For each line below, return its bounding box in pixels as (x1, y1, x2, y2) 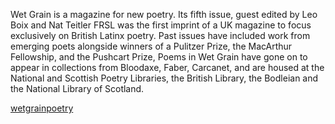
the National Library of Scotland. (10, 83, 145, 94)
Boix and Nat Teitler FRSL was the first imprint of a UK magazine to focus (10, 19, 312, 31)
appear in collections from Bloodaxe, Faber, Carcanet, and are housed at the (10, 62, 325, 73)
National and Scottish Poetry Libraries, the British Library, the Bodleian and (10, 72, 319, 84)
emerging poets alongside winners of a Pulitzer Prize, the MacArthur (10, 40, 293, 52)
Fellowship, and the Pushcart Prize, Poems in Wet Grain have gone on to (10, 51, 308, 63)
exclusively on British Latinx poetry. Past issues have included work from (10, 30, 311, 41)
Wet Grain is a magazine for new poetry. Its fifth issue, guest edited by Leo (10, 9, 318, 20)
